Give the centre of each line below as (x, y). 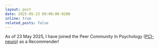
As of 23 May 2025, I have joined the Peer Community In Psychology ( (75, 37)
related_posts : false (27, 23)
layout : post (18, 9)
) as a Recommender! (38, 42)
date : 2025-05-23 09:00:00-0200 (38, 14)
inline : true (18, 18)
